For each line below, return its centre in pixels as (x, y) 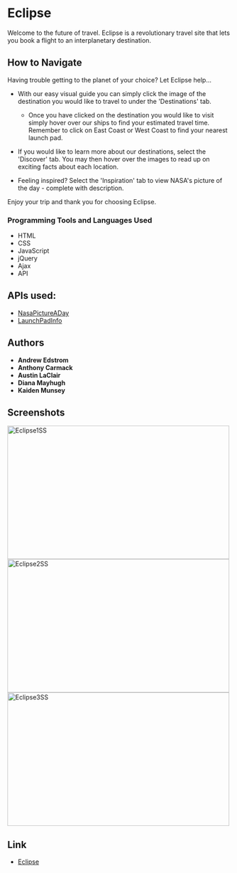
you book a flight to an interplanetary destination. (79, 40)
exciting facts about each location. (68, 166)
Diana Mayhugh (42, 383)
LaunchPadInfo (40, 320)
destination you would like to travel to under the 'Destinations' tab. (114, 101)
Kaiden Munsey (41, 390)
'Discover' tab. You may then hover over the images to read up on (114, 159)
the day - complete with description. (71, 188)
